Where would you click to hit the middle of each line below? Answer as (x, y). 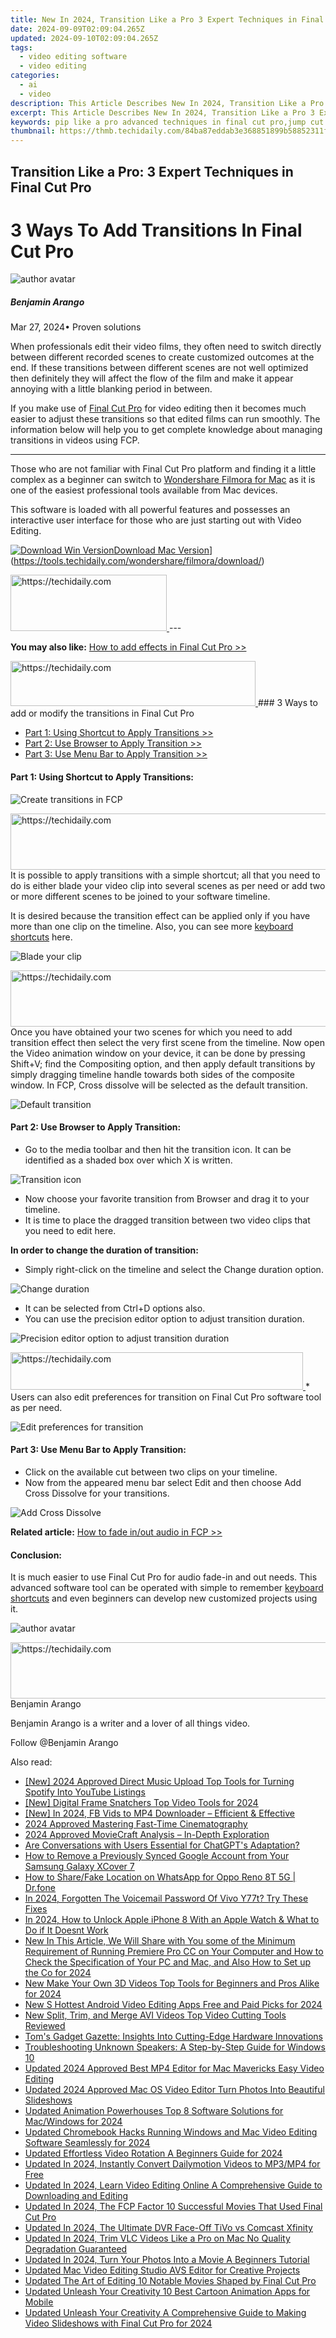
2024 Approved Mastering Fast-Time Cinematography (136, 1824)
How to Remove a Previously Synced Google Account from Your (157, 1856)
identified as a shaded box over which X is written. (128, 1160)
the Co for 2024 (58, 1973)
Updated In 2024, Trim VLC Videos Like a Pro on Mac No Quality (157, 2238)
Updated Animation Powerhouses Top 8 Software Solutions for (154, 2111)
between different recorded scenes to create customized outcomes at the (162, 357)
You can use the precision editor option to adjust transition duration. (164, 1318)
